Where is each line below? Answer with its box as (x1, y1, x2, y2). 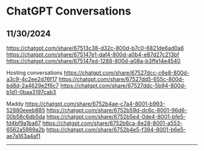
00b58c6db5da (6, 113, 46, 120)
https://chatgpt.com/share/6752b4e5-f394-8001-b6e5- (46, 126, 186, 133)
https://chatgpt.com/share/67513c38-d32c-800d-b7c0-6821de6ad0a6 (6, 44, 184, 52)
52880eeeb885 (6, 107, 46, 113)
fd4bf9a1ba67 (6, 119, 41, 127)
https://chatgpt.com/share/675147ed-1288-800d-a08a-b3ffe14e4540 (6, 58, 181, 64)
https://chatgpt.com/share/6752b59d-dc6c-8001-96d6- (46, 107, 188, 113)
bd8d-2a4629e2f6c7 (6, 82, 59, 89)
